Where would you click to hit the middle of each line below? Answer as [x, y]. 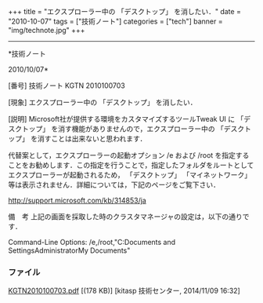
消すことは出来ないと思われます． [92, 139]
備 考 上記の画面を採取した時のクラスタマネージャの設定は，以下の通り [125, 217]
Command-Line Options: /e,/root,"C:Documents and [92, 242]
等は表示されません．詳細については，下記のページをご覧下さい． [114, 184]
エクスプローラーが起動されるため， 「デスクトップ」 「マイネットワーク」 [130, 175]
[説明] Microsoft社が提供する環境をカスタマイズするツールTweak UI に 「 [126, 119]
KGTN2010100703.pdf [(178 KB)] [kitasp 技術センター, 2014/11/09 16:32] [124, 291]
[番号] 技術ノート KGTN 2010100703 [67, 86]
